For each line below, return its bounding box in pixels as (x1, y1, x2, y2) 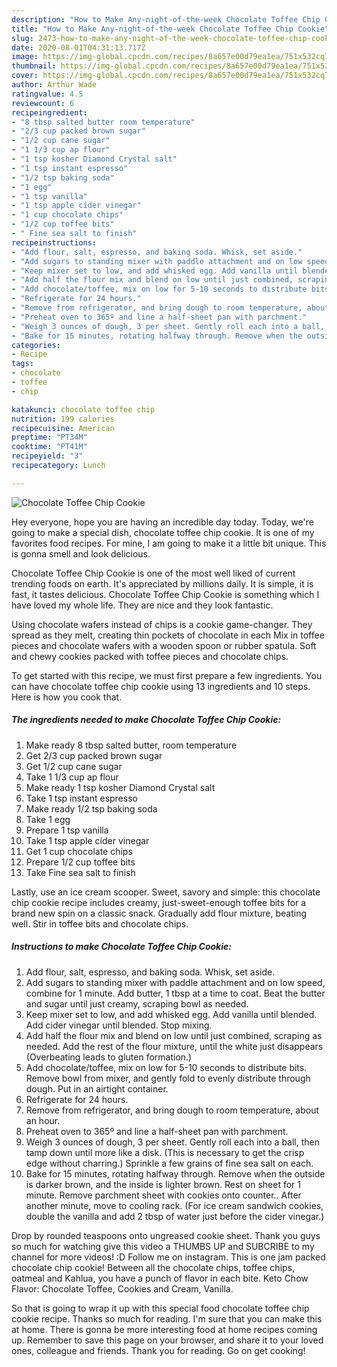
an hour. (25, 1114, 61, 1126)
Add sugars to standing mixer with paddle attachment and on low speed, (25, 976, 326, 988)
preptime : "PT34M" (11, 432, 88, 443)
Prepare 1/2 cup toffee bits (25, 856, 136, 868)
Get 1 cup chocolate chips (25, 845, 133, 857)
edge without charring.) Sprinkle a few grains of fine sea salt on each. (25, 1157, 314, 1169)
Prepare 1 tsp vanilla (25, 824, 109, 836)
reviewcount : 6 (11, 98, 75, 108)
